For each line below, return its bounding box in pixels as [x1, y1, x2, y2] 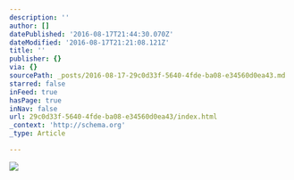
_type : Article [9, 129, 66, 138]
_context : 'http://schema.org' [9, 121, 126, 130]
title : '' [9, 46, 46, 55]
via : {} [9, 63, 38, 72]
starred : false [9, 79, 66, 88]
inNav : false [9, 104, 58, 113]
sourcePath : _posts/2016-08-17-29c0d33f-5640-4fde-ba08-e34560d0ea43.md [9, 71, 286, 80]
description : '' [9, 12, 70, 22]
